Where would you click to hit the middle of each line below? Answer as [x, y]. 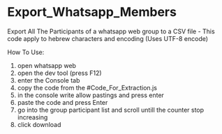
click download [39, 124]
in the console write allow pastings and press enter [90, 95]
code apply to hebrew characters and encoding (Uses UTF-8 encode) [108, 38]
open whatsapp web [47, 65]
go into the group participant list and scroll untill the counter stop [111, 110]
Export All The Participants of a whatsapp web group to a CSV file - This [111, 31]
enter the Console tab [49, 80]
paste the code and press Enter [62, 102]
